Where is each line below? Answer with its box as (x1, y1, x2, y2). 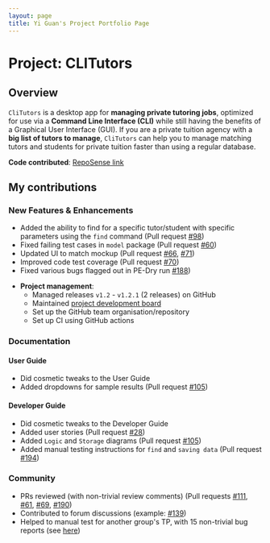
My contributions (8, 180, 98, 194)
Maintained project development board (31, 299, 162, 309)
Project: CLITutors (8, 54, 133, 73)
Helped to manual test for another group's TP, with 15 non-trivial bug (19, 516, 248, 526)
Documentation (8, 336, 71, 347)
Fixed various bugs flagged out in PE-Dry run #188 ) (19, 266, 191, 276)
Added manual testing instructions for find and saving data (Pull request (19, 444, 262, 454)
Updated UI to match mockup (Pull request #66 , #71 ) (19, 249, 195, 259)
